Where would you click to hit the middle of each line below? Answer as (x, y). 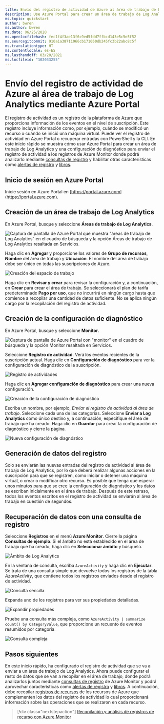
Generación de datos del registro (56, 454)
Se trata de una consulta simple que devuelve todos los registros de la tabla (81, 571)
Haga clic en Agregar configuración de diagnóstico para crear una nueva (80, 384)
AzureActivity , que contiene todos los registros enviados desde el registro (79, 576)
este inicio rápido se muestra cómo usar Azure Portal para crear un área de (81, 144)
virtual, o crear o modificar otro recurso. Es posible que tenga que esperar (80, 481)
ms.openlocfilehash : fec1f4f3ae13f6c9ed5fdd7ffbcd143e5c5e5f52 (71, 37)
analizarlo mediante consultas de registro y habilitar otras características (78, 160)
